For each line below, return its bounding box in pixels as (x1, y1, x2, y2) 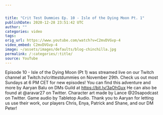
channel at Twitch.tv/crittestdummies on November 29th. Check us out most (5, 74, 158, 80)
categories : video (5, 29, 42, 34)
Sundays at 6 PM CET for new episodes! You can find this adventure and (5, 79, 151, 85)
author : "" (5, 25, 27, 29)
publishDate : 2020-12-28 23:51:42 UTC (5, 20, 84, 25)
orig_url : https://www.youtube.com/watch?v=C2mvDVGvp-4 (5, 38, 121, 43)
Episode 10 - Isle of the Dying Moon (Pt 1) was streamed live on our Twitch (5, 69, 154, 75)
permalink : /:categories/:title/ (5, 51, 73, 56)
